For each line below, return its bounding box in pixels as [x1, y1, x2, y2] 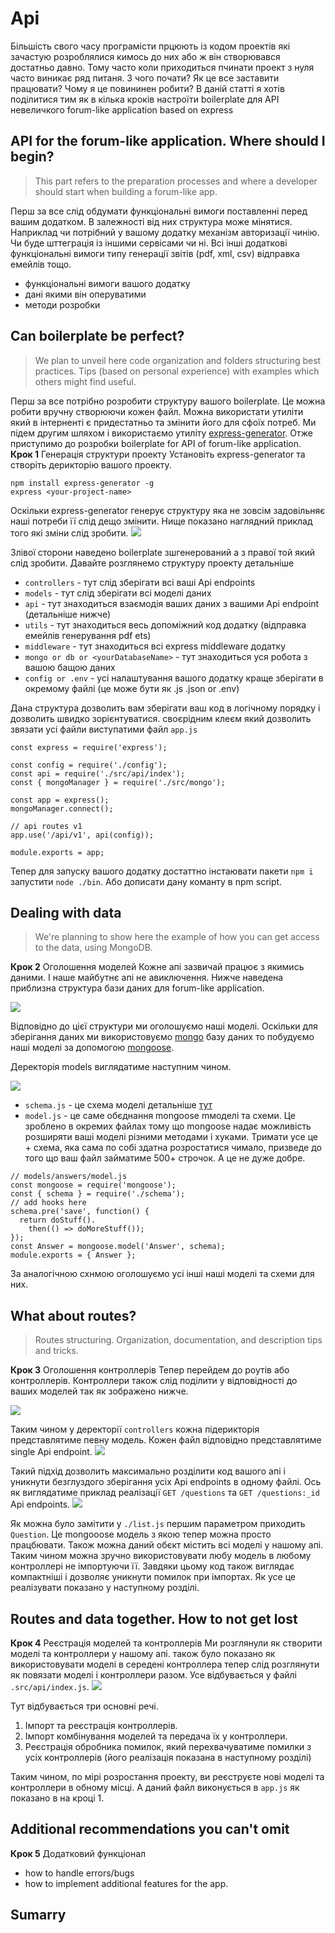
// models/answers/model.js [10, 1172, 128, 1182]
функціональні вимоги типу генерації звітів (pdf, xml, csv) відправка [10, 247, 300, 259]
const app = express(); [10, 795, 110, 805]
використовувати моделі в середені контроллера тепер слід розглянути [10, 1658, 320, 1670]
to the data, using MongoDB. [34, 942, 153, 954]
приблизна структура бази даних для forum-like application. [10, 982, 265, 994]
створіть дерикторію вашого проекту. [10, 458, 172, 471]
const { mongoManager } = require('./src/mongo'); [10, 777, 226, 787]
